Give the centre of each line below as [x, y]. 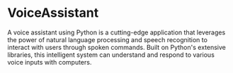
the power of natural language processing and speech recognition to [107, 39]
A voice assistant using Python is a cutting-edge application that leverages [116, 32]
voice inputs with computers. [50, 62]
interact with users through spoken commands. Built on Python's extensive [117, 47]
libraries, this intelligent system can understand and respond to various [111, 55]
